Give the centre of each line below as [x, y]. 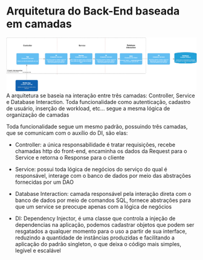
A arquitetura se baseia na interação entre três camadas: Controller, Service [101, 96]
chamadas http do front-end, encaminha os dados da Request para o [101, 151]
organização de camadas [38, 115]
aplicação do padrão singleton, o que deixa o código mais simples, [98, 244]
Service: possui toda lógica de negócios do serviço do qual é [91, 169]
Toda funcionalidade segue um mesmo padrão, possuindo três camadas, [97, 127]
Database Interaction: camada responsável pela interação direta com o [103, 194]
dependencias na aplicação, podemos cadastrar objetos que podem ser [105, 225]
